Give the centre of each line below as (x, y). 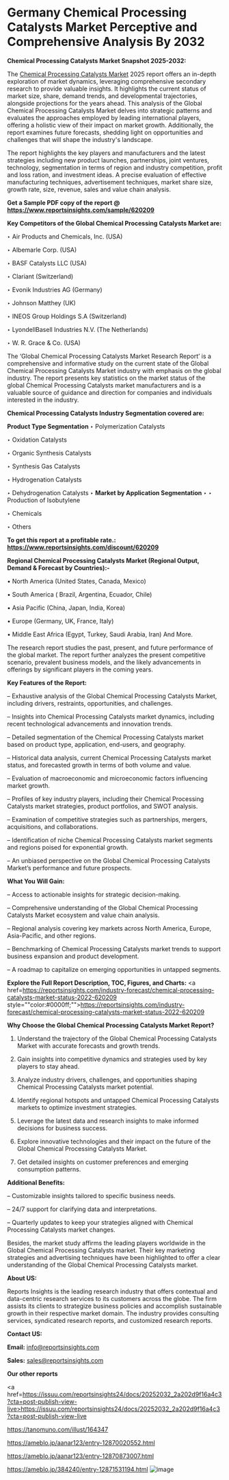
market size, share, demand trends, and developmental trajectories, (102, 96)
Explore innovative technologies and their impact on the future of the (114, 1141)
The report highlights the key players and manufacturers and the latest (106, 153)
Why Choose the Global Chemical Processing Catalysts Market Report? (111, 1025)
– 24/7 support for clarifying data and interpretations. (82, 1209)
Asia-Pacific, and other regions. (52, 935)
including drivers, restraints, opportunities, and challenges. (90, 703)
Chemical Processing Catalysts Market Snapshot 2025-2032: (97, 60)
